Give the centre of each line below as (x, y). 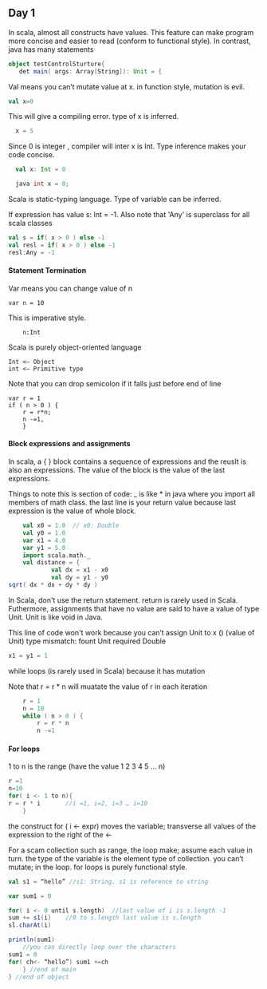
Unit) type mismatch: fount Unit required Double (87, 641)
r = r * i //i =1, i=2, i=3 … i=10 (78, 804)
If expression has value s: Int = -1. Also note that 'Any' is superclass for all (129, 215)
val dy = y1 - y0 (80, 578)
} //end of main (50, 969)
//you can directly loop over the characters (100, 947)
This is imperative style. (47, 318)
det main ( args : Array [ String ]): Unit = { (90, 71)
